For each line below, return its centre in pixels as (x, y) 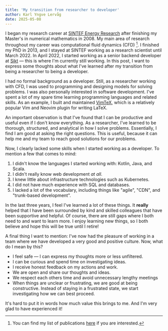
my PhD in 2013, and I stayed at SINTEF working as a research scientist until (83, 50)
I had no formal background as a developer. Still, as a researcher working (80, 81)
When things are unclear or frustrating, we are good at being (75, 283)
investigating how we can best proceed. (53, 294)
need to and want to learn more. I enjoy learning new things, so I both (77, 221)
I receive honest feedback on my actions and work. (65, 267)
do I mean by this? (24, 247)
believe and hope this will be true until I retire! (52, 226)
